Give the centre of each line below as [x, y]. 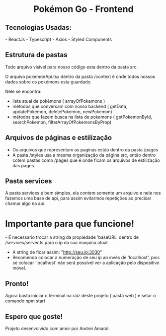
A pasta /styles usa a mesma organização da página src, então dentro [84, 155]
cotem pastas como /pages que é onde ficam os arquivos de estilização [86, 160]
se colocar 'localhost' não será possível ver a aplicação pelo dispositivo [86, 263]
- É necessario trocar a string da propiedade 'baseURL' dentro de [72, 237]
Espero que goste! [34, 316]
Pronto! [17, 284]
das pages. [24, 165]
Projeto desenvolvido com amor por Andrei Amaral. [58, 328]
